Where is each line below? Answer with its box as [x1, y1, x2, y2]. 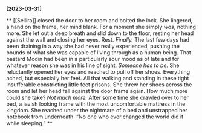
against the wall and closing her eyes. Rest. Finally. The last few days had [6, 36, 189, 43]
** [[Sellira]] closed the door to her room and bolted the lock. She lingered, [6, 17, 193, 24]
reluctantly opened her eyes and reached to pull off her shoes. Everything [6, 68, 191, 75]
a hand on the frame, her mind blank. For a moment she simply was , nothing [6, 24, 197, 30]
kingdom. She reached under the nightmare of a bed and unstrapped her [6, 107, 187, 114]
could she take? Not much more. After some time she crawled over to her [6, 94, 189, 101]
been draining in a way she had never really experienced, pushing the [6, 42, 180, 50]
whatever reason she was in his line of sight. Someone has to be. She [6, 62, 180, 69]
